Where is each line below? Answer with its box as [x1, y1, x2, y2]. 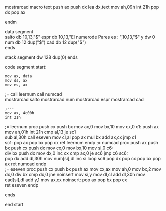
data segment [5, 29, 34, 34]
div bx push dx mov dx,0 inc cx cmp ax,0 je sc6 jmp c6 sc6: [5, 150, 128, 156]
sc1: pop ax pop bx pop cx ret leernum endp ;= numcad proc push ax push [5, 140, 158, 145]
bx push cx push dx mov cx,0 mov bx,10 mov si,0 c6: [5, 145, 113, 151]
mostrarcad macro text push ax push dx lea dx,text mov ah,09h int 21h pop [5, 4, 159, 10]
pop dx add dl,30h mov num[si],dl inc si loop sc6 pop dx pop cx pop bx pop [5, 156, 161, 161]
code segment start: [5, 64, 47, 70]
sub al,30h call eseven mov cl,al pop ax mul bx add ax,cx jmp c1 [5, 134, 136, 140]
